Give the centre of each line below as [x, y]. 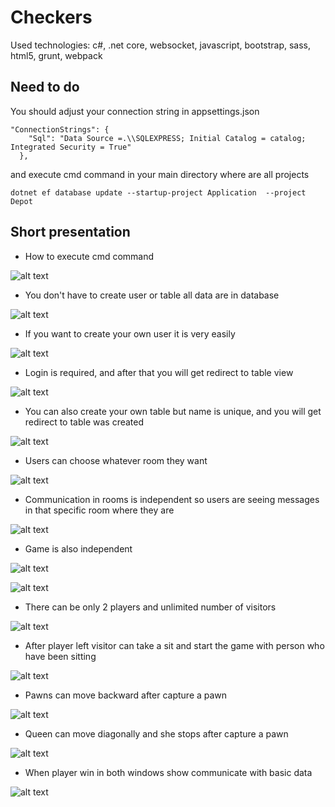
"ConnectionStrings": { [60, 129]
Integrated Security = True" [71, 147]
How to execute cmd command [89, 256]
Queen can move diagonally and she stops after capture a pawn [156, 733]
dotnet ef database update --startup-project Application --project [158, 192]
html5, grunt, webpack [56, 55]
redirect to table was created [84, 422]
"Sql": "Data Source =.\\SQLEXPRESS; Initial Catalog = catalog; [167, 138]
